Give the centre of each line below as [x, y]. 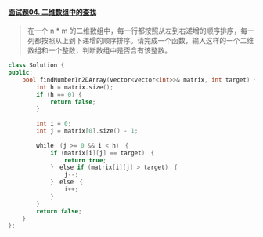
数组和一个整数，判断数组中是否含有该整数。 [99, 50]
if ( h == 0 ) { [59, 94]
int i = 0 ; [54, 124]
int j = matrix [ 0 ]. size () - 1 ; [87, 131]
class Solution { [36, 66]
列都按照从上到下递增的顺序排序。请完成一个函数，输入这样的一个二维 [141, 41]
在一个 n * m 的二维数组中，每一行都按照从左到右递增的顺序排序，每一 [141, 31]
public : [21, 73]
